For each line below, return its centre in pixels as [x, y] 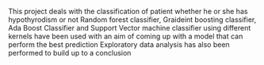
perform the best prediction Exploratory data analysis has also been [119, 45]
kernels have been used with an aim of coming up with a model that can [126, 36]
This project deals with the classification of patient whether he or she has [128, 11]
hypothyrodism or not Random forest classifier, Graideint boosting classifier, [132, 20]
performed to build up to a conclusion [70, 53]
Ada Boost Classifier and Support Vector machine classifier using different [130, 28]
